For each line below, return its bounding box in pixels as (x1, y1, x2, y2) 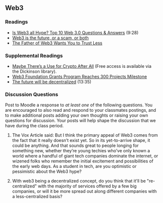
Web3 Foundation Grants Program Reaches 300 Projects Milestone (12, 73, 147, 80)
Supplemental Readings (5, 52, 63, 59)
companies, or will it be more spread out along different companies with (12, 188, 157, 194)
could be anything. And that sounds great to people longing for (12, 142, 139, 148)
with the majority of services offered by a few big (38, 183, 137, 189)
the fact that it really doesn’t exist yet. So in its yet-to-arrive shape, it (12, 138, 150, 143)
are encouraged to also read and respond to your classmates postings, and (5, 107, 156, 113)
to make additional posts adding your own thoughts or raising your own (5, 112, 148, 119)
